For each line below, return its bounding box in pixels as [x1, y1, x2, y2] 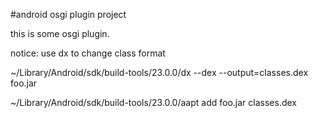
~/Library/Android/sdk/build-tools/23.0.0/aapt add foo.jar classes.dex [10, 97, 297, 108]
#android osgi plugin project [10, 9, 127, 20]
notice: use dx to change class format [10, 47, 166, 59]
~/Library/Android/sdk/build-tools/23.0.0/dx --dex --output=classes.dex [10, 67, 309, 78]
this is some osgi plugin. [10, 28, 110, 39]
